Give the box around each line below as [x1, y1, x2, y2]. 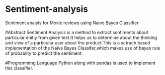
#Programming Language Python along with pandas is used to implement [5, 60, 156, 66]
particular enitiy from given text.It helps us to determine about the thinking [5, 35, 158, 40]
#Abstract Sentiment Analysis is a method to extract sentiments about [5, 29, 148, 35]
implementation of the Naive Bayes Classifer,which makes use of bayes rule [5, 45, 161, 51]
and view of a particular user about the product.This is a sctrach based [5, 39, 151, 45]
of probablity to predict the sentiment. [5, 50, 83, 56]
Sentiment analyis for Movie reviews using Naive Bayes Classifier [5, 20, 139, 26]
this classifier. [5, 65, 34, 71]
